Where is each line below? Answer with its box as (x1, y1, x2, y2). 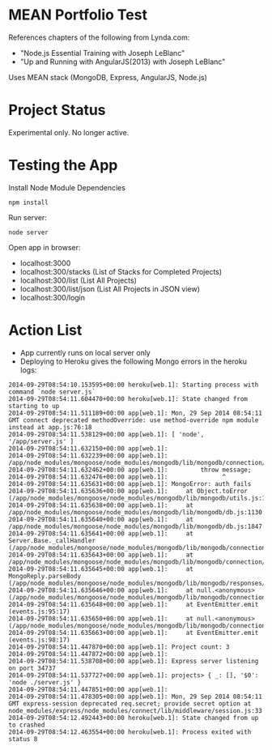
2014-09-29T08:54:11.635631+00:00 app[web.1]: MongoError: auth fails (8, 479, 252, 488)
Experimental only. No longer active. (8, 127, 130, 137)
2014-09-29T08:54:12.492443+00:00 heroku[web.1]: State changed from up (8, 714, 259, 722)
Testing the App (8, 156, 118, 175)
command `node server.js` (8, 387, 96, 396)
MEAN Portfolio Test (8, 6, 148, 24)
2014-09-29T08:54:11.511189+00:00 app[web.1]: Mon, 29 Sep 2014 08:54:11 (8, 409, 263, 417)
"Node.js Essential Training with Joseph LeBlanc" (19, 48, 185, 58)
